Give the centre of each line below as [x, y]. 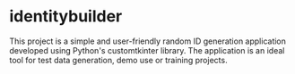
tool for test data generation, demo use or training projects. [118, 60]
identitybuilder [66, 16]
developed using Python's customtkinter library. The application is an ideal [147, 50]
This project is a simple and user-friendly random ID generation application [148, 41]
